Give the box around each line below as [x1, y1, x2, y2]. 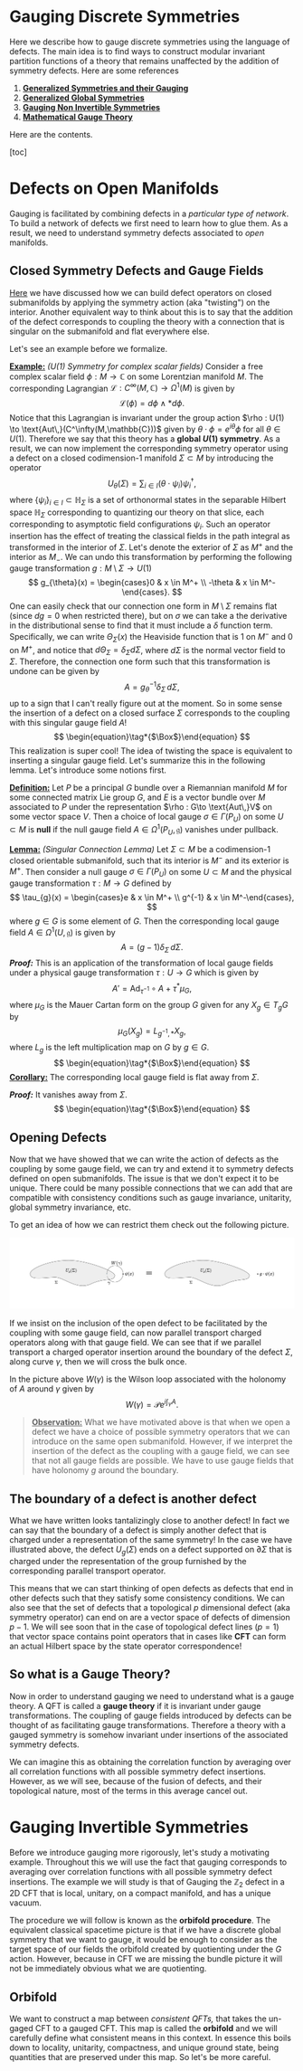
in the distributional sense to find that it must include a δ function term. [9, 620, 273, 631]
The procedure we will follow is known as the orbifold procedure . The [9, 1915, 271, 1926]
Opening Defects [9, 1129, 107, 1145]
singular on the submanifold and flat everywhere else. [9, 326, 210, 337]
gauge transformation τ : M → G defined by [9, 878, 172, 888]
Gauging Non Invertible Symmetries [22, 101, 161, 112]
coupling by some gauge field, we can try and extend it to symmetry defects [9, 1164, 294, 1174]
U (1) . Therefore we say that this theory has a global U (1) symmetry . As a [9, 433, 280, 444]
